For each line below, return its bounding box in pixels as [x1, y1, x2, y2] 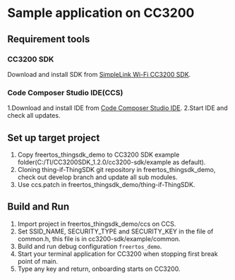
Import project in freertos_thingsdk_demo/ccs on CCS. [17, 219, 176, 228]
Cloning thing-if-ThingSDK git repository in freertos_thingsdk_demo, [17, 165, 216, 174]
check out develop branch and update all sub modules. [17, 173, 178, 181]
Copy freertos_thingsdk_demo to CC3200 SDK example [17, 150, 180, 159]
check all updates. [7, 111, 61, 120]
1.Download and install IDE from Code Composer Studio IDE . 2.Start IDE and [7, 104, 228, 112]
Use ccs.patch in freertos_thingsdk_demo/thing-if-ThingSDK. [17, 180, 195, 188]
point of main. [17, 257, 59, 265]
